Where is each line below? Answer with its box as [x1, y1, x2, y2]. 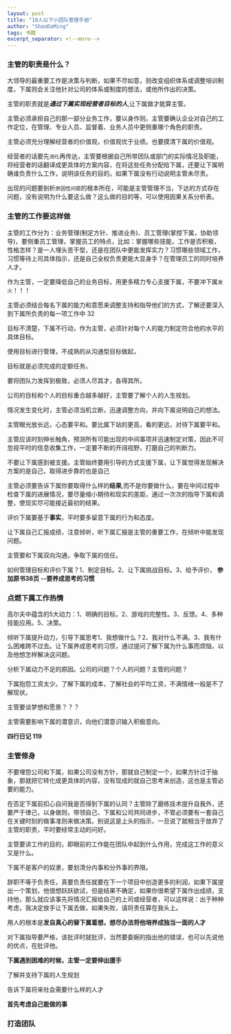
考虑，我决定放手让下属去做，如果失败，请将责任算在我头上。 [7, 904, 182, 912]
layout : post [7, 10, 45, 17]
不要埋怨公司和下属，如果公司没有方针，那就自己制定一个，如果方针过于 [7, 768, 212, 776]
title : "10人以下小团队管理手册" [7, 17, 93, 23]
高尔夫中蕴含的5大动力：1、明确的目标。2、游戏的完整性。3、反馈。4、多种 [7, 610, 223, 618]
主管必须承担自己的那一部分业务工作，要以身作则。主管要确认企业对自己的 [7, 114, 218, 122]
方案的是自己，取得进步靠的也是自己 [7, 466, 110, 475]
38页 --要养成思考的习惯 [25, 574, 95, 582]
